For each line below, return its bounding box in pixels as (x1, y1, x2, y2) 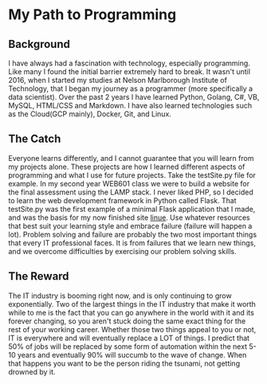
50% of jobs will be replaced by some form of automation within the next (8, 341, 248, 351)
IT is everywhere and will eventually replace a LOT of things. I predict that (8, 333, 249, 343)
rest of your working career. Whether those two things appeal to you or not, (8, 324, 257, 334)
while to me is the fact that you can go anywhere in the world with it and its (8, 308, 255, 317)
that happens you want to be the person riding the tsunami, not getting (8, 359, 241, 368)
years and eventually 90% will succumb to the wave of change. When (17, 350, 247, 359)
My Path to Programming (8, 6, 177, 24)
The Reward (8, 269, 69, 284)
